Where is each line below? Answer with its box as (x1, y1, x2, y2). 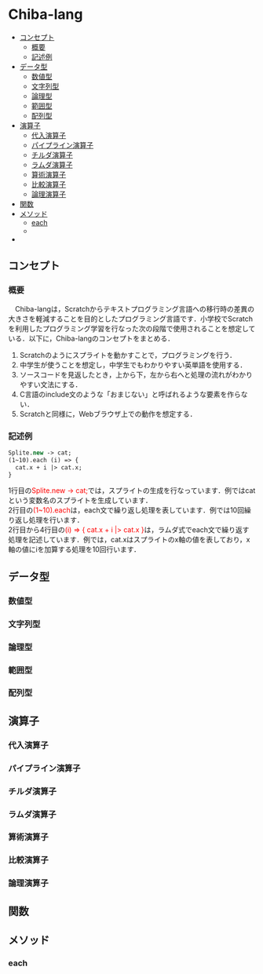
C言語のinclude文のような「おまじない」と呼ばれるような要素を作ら (19, 389, 242, 399)
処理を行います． (28, 516, 84, 525)
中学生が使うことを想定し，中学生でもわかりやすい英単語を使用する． (19, 359, 247, 370)
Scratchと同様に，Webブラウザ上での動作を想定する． (19, 409, 197, 418)
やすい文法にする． (19, 379, 82, 389)
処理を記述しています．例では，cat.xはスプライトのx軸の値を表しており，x (8, 535, 250, 545)
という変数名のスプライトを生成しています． (8, 496, 153, 505)
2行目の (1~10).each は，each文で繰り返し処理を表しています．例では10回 (8, 505, 245, 515)
